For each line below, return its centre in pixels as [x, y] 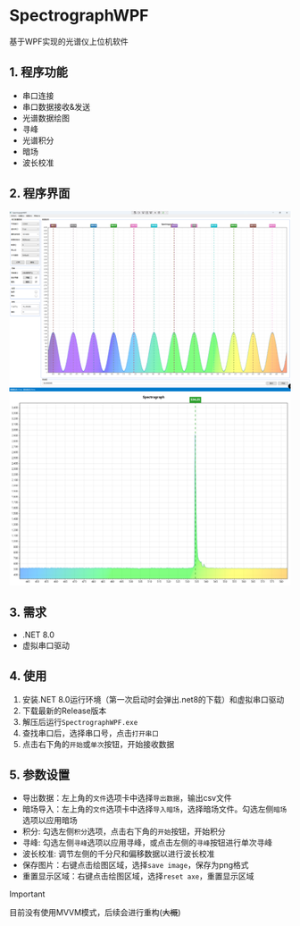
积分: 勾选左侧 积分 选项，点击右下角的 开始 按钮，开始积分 [124, 831]
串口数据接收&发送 [56, 106]
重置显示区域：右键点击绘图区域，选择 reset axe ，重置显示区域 [138, 876]
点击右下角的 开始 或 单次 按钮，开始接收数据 [98, 744]
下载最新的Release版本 [64, 711]
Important [27, 894]
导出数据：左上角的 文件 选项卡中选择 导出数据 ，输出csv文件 [127, 798]
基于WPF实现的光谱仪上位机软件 [69, 41]
